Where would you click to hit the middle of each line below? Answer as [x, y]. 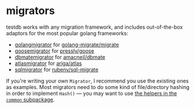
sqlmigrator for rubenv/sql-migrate [56, 69]
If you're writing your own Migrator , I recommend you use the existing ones [97, 81]
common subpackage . [31, 99]
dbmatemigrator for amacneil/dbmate [60, 57]
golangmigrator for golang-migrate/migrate [67, 45]
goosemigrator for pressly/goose [54, 50]
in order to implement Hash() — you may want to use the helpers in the [92, 93]
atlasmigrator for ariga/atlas [48, 63]
